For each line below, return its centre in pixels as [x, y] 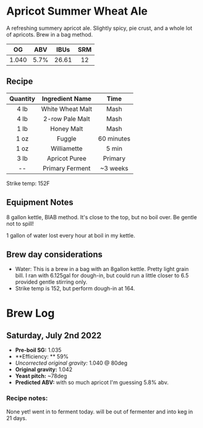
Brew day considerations [54, 254]
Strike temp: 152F [28, 183]
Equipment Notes [40, 202]
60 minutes [114, 138]
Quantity [22, 99]
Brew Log [30, 313]
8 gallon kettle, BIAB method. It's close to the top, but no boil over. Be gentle [102, 217]
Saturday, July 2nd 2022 [54, 335]
